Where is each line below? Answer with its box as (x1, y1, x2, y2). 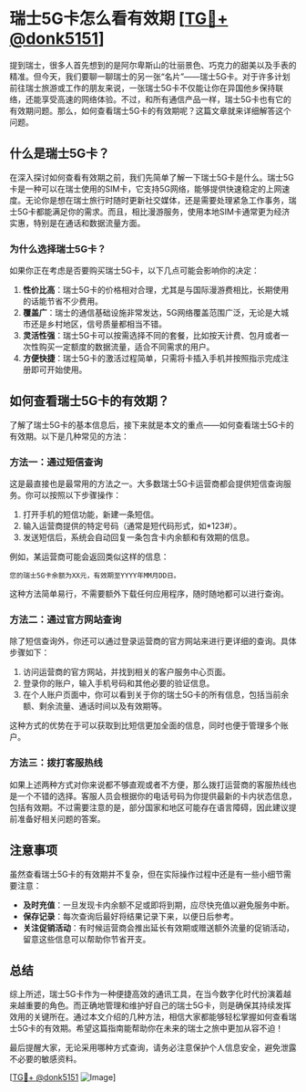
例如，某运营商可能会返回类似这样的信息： (9, 551, 169, 562)
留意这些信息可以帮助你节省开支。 (22, 933, 151, 944)
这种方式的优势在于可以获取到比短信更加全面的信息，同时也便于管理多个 (9, 720, 280, 731)
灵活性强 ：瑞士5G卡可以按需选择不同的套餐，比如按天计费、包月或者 (22, 330, 281, 341)
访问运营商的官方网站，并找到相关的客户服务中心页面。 (22, 667, 230, 678)
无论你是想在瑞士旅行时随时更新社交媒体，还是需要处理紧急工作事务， (25, 194, 289, 205)
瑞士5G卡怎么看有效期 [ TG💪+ (9, 8, 229, 29)
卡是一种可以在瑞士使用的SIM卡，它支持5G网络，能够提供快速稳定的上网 (9, 183, 282, 194)
